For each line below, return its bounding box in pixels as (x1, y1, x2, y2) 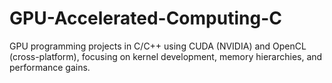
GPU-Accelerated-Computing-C (9, 7, 282, 30)
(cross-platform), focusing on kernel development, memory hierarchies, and (9, 50, 323, 62)
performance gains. (9, 61, 91, 73)
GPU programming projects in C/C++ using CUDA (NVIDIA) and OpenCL (9, 40, 307, 52)
